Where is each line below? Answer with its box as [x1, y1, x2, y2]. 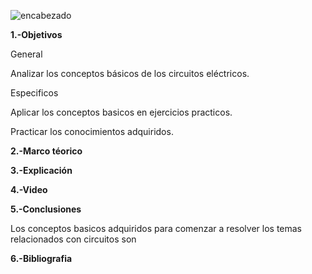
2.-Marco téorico [10, 145, 83, 157]
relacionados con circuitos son [10, 233, 137, 245]
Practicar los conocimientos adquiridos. [10, 126, 174, 137]
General [10, 48, 43, 60]
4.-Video [10, 184, 48, 195]
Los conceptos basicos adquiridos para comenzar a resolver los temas [10, 223, 303, 234]
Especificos [10, 87, 59, 99]
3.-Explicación [10, 165, 73, 176]
